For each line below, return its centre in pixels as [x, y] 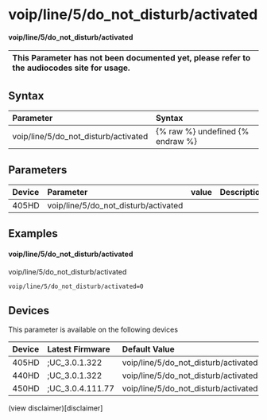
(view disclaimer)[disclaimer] [56, 408]
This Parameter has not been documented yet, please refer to [132, 58]
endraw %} [176, 142]
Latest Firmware [79, 349]
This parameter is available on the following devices [93, 330]
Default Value [148, 349]
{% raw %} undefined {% [202, 131]
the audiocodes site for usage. [71, 68]
